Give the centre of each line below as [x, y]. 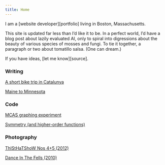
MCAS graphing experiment [33, 115]
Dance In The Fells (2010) [31, 158]
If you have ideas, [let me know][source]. [47, 58]
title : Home [17, 10]
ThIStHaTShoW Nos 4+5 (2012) [37, 148]
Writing [14, 71]
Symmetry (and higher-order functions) [45, 125]
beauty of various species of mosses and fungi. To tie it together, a [73, 44]
